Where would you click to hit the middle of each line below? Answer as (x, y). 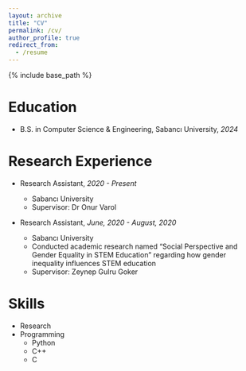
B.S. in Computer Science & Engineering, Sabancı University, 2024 (129, 129)
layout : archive (35, 15)
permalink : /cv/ (35, 30)
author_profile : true (44, 38)
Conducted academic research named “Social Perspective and (135, 246)
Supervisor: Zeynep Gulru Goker (85, 272)
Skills (27, 304)
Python (43, 342)
